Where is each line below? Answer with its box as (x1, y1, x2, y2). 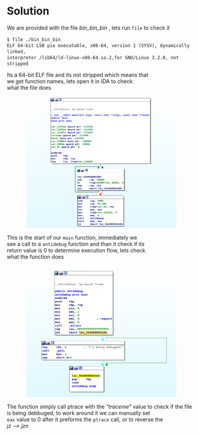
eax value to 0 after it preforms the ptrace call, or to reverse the (7, 416, 164, 423)
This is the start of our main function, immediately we (7, 234, 137, 241)
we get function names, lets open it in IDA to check (7, 77, 133, 85)
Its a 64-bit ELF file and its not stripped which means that (7, 71, 149, 78)
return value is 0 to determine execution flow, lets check (7, 246, 146, 254)
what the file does (7, 84, 52, 91)
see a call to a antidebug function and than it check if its (7, 240, 145, 248)
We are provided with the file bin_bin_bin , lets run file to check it (7, 24, 170, 31)
